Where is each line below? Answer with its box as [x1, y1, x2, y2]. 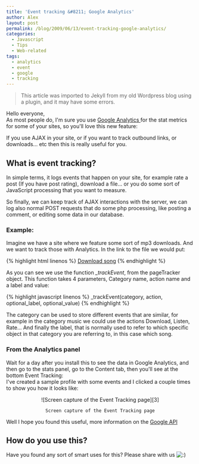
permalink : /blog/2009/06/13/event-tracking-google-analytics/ [6, 25, 167, 32]
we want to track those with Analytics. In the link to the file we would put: [6, 246, 186, 253]
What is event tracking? [6, 158, 97, 168]
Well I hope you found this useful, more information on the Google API [6, 418, 178, 425]
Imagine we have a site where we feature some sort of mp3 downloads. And [6, 239, 194, 247]
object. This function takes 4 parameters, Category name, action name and [6, 275, 191, 283]
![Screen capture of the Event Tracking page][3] [41, 396, 160, 403]
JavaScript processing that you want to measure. [6, 186, 127, 193]
